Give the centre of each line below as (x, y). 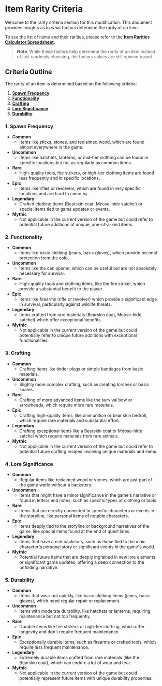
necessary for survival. (42, 273)
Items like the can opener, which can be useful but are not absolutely (88, 268)
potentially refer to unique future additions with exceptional (78, 335)
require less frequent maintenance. (54, 647)
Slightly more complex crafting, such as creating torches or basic (84, 384)
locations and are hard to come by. (54, 194)
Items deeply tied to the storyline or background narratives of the (84, 526)
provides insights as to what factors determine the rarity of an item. (72, 27)
